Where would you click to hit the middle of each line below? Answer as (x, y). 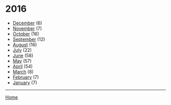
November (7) (27, 28)
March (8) (23, 71)
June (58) (23, 55)
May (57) (22, 61)
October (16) (26, 34)
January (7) (25, 83)
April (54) (23, 66)
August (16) (25, 44)
